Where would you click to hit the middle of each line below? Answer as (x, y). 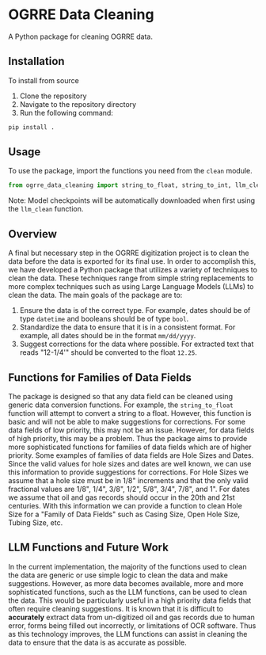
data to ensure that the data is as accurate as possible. (98, 642)
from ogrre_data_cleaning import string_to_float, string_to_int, (120, 185)
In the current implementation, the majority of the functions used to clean (127, 566)
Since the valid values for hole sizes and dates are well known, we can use (130, 463)
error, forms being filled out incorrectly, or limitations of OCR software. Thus (132, 625)
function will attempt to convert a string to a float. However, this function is (130, 413)
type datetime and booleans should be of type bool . (104, 319)
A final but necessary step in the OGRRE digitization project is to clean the (129, 253)
